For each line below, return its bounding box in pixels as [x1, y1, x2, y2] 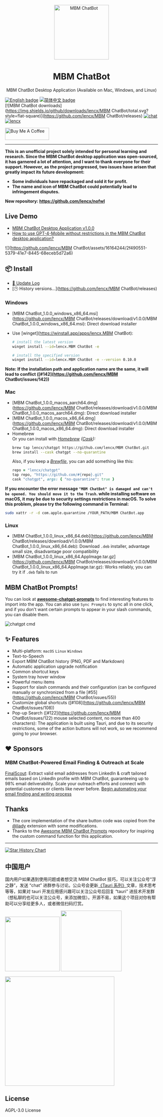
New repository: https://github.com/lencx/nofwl [5, 198, 105, 204]
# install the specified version [12, 353, 80, 358]
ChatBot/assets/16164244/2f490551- [73, 245, 147, 251]
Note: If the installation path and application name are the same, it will [5, 366, 149, 372]
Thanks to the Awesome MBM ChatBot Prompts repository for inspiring [12, 828, 154, 834]
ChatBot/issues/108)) [12, 705, 55, 711]
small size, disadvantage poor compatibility [12, 549, 99, 555]
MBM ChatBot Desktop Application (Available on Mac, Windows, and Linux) [6, 87, 157, 93]
